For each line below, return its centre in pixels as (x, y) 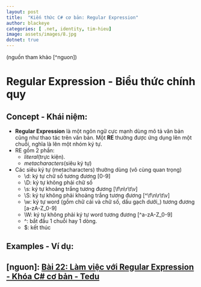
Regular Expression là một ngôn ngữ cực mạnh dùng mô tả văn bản (99, 131)
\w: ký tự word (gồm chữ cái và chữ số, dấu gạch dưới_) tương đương (109, 202)
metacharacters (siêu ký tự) (58, 163)
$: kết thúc (37, 227)
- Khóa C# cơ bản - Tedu (53, 276)
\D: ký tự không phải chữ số (58, 182)
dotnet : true (23, 40)
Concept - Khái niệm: (47, 116)
